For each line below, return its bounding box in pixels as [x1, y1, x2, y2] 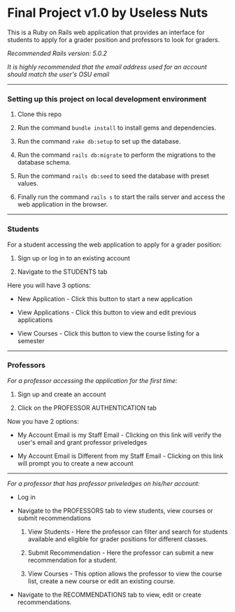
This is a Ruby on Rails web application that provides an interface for [7, 28, 205, 36]
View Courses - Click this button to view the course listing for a [17, 329, 200, 338]
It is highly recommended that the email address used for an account [7, 62, 208, 71]
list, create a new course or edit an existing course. [27, 576, 176, 585]
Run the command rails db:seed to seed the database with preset [17, 172, 210, 180]
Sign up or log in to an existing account [17, 253, 131, 262]
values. [17, 179, 38, 188]
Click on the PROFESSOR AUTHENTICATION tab [17, 403, 157, 412]
